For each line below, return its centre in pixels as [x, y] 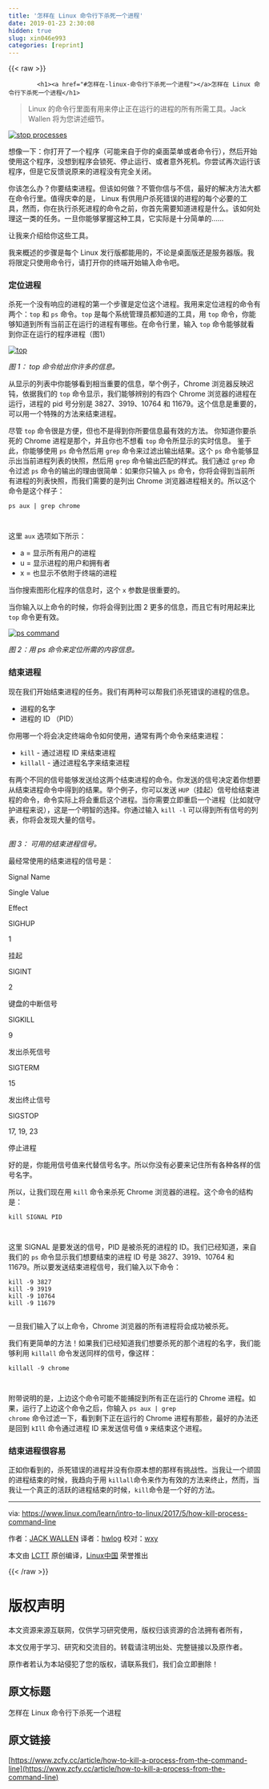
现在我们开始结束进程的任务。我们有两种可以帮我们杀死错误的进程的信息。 [131, 691]
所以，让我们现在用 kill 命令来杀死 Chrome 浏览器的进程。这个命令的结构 [131, 1191]
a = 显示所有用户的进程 [58, 553]
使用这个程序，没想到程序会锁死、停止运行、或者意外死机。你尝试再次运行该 [134, 162]
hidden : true [30, 30]
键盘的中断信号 [33, 1003]
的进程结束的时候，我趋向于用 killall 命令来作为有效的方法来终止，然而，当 [134, 1480]
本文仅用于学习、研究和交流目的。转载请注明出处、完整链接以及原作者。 [127, 1646]
